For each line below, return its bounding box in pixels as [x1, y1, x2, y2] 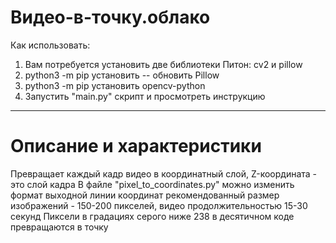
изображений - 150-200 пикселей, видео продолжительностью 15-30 [10, 199, 308, 211]
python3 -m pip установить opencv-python [24, 79, 206, 91]
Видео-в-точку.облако [10, 6, 211, 29]
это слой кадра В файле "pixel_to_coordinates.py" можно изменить [10, 178, 295, 190]
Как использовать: [10, 39, 91, 51]
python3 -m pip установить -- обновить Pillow [24, 69, 220, 81]
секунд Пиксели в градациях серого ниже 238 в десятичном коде [10, 210, 295, 222]
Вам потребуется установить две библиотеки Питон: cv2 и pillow [24, 58, 303, 70]
